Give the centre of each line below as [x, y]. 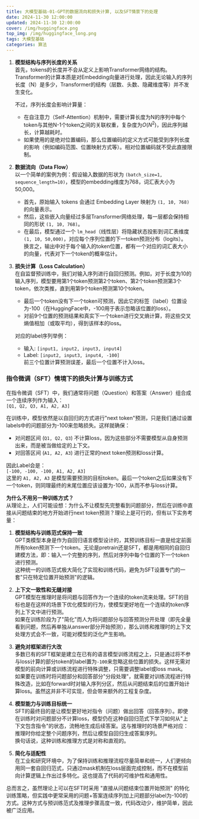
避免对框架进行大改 [38, 647]
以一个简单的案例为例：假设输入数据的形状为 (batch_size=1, [89, 174]
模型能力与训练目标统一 [43, 704]
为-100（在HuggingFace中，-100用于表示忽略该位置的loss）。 [99, 308]
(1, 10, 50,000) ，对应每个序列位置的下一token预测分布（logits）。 [105, 239]
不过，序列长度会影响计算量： [51, 104]
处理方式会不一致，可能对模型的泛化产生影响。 [72, 634]
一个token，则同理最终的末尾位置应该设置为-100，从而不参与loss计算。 [94, 485]
